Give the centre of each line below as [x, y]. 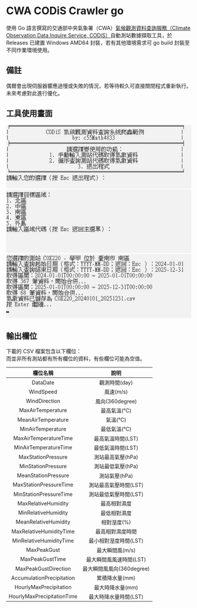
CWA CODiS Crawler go [65, 11]
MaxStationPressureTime [43, 485]
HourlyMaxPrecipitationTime [43, 596]
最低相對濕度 [116, 513]
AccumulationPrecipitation [43, 578]
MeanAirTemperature [43, 419]
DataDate [43, 382]
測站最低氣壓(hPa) [116, 466]
